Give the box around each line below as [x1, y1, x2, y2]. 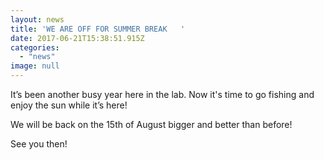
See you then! [10, 138, 68, 150]
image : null [10, 61, 60, 71]
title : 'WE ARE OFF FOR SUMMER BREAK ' [10, 24, 186, 34]
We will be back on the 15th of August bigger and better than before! [10, 119, 293, 130]
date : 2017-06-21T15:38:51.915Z [10, 33, 145, 43]
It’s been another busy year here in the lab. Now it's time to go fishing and [10, 89, 315, 100]
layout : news [10, 14, 65, 25]
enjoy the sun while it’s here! [10, 99, 128, 111]
